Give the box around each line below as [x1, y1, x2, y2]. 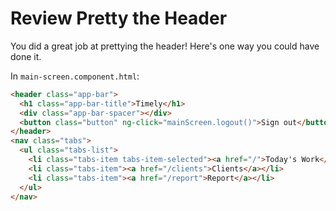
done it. [10, 50, 42, 62]
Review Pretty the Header [10, 7, 228, 30]
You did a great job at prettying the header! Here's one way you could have [10, 40, 320, 52]
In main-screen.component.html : [10, 70, 140, 82]
